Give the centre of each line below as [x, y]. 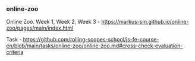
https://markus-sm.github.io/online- [145, 22]
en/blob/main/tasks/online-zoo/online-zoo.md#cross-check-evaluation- [95, 46]
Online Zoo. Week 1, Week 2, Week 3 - [53, 22]
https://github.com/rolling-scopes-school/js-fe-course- [91, 40]
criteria [15, 52]
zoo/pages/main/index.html [40, 28]
